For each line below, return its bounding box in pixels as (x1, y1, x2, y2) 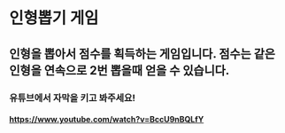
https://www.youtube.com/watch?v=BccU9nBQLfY (9, 114, 204, 125)
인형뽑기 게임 (9, 8, 99, 28)
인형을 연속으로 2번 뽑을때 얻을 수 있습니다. (9, 63, 230, 78)
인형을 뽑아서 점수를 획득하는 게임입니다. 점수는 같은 (9, 46, 276, 61)
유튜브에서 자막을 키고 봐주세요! (9, 91, 135, 104)
